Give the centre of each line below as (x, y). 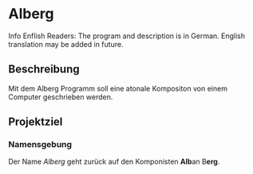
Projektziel (36, 122)
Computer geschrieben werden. (61, 97)
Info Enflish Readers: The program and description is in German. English (127, 36)
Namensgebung (40, 145)
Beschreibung (44, 70)
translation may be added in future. (66, 44)
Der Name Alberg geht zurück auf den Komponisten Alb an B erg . (114, 162)
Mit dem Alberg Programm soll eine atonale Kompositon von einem (118, 88)
